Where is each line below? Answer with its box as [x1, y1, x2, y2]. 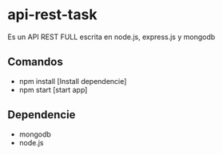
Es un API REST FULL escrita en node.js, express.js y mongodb [7, 32, 216, 42]
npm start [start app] [18, 85, 88, 94]
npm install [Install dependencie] [18, 76, 127, 85]
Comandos [7, 55, 63, 69]
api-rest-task [7, 6, 98, 24]
